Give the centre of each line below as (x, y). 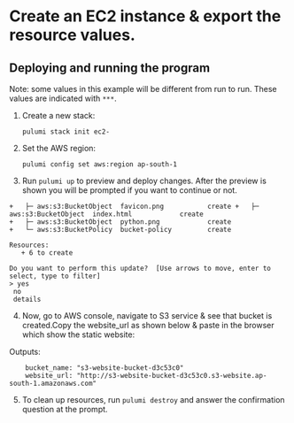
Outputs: (25, 352)
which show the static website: (78, 335)
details (27, 299)
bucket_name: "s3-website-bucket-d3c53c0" (104, 368)
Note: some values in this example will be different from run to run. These (143, 89)
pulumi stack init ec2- (66, 132)
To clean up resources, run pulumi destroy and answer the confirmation (153, 400)
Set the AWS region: (58, 148)
